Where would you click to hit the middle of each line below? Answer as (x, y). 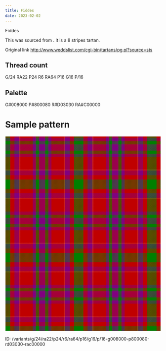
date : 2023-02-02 (23, 16)
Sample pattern (38, 125)
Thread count (26, 65)
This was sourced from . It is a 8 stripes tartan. (53, 40)
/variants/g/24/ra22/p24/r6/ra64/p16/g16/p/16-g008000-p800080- (81, 339)
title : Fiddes (20, 10)
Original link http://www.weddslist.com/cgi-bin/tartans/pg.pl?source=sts (79, 50)
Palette (16, 92)
